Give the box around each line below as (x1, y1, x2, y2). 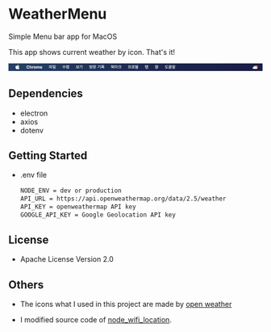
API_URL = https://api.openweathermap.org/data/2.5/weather (19, 195, 227, 203)
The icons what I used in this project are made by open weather (19, 299, 232, 309)
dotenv (19, 125, 44, 135)
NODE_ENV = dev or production (19, 187, 123, 195)
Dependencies (8, 86, 83, 101)
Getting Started (8, 149, 88, 162)
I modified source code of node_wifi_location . (19, 314, 172, 324)
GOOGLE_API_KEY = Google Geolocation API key (19, 211, 176, 219)
